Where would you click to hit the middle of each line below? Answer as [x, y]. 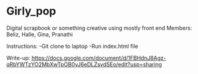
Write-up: [18, 58]
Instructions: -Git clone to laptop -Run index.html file [72, 46]
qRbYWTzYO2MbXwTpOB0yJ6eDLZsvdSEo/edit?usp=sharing [84, 64]
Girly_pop [31, 11]
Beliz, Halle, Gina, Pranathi [40, 34]
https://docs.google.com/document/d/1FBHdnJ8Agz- [99, 58]
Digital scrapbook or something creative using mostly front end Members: [99, 28]
